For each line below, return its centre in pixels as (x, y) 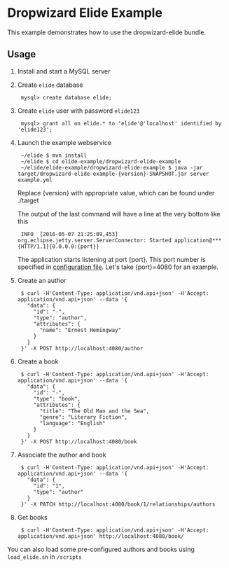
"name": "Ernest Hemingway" (81, 330)
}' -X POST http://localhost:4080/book (79, 442)
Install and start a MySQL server (64, 71)
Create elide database (50, 85)
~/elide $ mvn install (54, 155)
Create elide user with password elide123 (78, 111)
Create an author (42, 280)
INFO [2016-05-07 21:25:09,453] (69, 234)
